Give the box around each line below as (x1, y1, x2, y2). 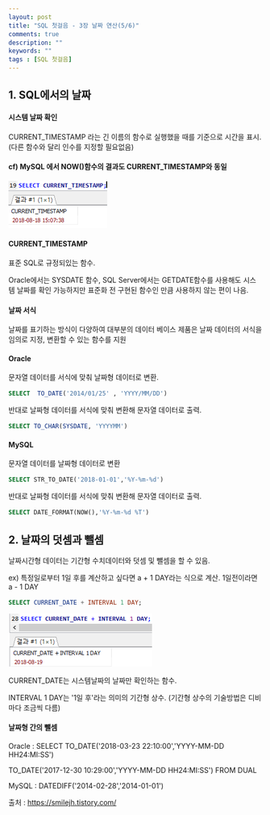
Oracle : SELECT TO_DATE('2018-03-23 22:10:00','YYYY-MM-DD (8, 742, 225, 751)
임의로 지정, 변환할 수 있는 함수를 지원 (8, 335, 127, 344)
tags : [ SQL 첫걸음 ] (8, 56, 73, 64)
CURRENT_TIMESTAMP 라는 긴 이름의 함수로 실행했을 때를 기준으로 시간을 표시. (8, 131, 262, 141)
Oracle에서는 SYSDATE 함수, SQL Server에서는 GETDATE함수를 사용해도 (8, 275, 242, 285)
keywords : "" (8, 47, 52, 56)
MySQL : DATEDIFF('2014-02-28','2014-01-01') (8, 781, 164, 790)
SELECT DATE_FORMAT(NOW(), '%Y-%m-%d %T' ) (8, 509, 150, 517)
